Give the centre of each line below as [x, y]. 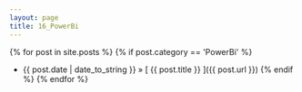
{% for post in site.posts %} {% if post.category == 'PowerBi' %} [131, 51]
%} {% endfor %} [55, 78]
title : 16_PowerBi [44, 26]
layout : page [34, 18]
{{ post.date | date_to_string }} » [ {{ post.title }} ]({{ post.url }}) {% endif [158, 69]
